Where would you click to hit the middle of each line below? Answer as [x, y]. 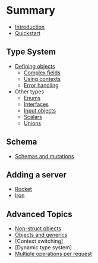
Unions [32, 123]
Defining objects [35, 66]
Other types [29, 91]
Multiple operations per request [53, 254]
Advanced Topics [39, 214]
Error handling [41, 85]
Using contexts [42, 79]
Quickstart [27, 33]
